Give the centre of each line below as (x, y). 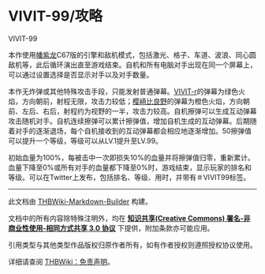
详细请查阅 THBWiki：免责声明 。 (61, 261)
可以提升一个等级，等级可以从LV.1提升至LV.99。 (86, 141)
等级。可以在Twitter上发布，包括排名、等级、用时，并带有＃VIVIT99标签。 (129, 177)
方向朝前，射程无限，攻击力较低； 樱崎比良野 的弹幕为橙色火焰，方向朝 (136, 101)
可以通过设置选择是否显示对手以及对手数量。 (81, 74)
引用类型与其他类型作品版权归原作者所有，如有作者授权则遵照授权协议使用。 (132, 245)
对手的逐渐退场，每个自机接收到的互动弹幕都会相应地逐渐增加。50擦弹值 (133, 130)
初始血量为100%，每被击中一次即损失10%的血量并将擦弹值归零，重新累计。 (131, 157)
